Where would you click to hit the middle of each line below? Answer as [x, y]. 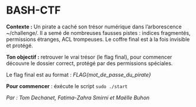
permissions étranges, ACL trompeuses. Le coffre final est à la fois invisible [98, 39]
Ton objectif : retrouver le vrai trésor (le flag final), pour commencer [89, 57]
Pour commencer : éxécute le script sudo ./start [67, 86]
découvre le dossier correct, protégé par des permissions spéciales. [89, 63]
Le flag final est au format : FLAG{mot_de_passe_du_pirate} [78, 74]
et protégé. [20, 46]
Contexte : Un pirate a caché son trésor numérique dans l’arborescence [94, 27]
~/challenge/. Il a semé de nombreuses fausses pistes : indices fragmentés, [98, 33]
